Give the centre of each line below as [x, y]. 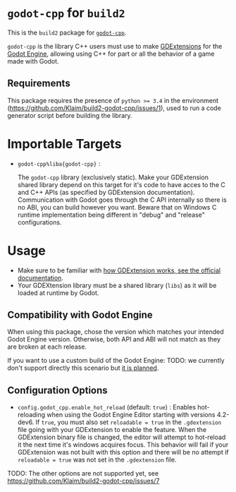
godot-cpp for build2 [66, 13]
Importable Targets [64, 144]
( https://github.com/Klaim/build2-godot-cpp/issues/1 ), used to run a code [114, 108]
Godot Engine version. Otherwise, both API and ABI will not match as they [114, 340]
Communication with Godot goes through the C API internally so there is [122, 200]
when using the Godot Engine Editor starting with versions [131, 415]
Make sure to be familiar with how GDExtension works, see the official [119, 270]
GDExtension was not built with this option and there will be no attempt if [123, 452]
